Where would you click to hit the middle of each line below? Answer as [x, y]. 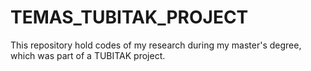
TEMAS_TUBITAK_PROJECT [129, 17]
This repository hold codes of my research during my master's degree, [156, 45]
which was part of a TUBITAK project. [88, 55]
